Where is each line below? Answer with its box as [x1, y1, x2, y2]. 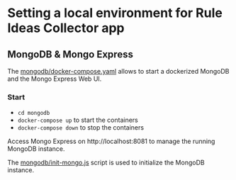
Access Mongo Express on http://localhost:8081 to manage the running [7, 137, 215, 146]
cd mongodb [17, 110, 50, 117]
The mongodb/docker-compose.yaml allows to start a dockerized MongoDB [7, 67, 230, 75]
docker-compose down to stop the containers [17, 123, 144, 132]
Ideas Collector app [7, 20, 125, 36]
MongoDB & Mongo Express [7, 48, 133, 60]
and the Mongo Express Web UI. [7, 74, 102, 83]
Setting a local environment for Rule [7, 5, 223, 21]
